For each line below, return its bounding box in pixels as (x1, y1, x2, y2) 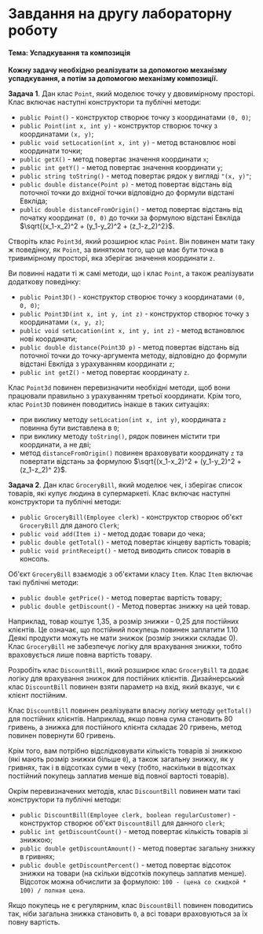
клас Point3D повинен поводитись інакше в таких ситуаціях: (8, 399, 210, 410)
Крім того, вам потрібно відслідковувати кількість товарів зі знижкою (8, 746, 243, 756)
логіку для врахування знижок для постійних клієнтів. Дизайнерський (8, 674, 245, 684)
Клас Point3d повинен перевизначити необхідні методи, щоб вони (8, 383, 231, 392)
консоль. (19, 554, 50, 564)
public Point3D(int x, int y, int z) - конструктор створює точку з (19, 309, 250, 319)
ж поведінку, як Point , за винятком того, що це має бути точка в (8, 245, 224, 254)
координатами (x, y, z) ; (19, 317, 104, 327)
